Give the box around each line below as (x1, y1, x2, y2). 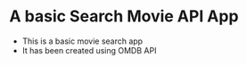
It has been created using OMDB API (21, 45, 157, 55)
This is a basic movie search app (21, 36, 144, 46)
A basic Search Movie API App (9, 6, 239, 27)
